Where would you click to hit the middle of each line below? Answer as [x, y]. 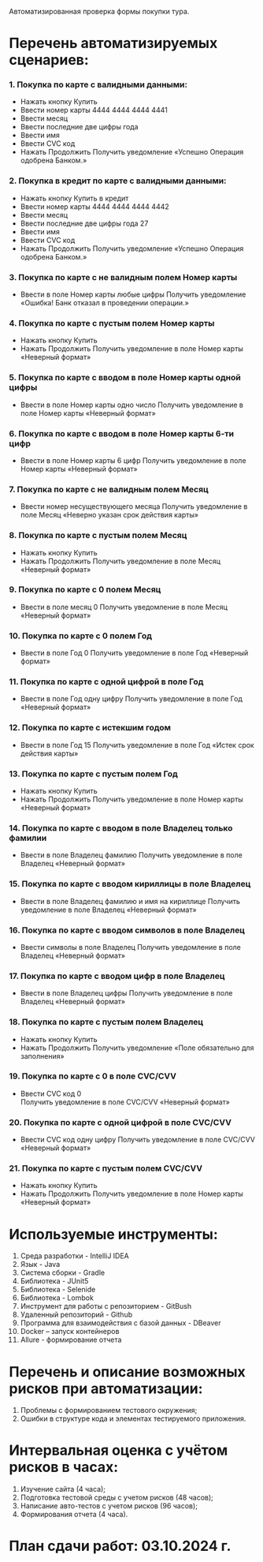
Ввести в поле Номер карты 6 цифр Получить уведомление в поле [133, 460]
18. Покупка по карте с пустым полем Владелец [106, 1022]
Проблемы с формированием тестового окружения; [109, 1411]
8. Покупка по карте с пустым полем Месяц [98, 536]
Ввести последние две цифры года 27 [84, 223]
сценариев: [49, 60]
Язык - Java [40, 1265]
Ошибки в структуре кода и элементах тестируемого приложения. [133, 1418]
